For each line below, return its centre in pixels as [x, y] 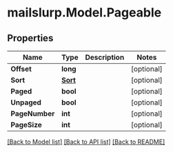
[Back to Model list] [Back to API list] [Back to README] [86, 142]
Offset [21, 69]
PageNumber [33, 113]
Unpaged [26, 102]
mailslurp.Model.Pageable [84, 13]
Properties [30, 38]
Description [105, 57]
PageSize [27, 125]
